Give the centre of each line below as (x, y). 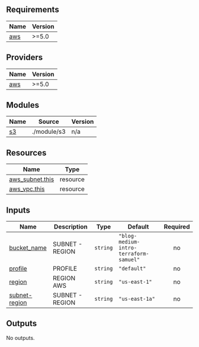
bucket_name (28, 248)
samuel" (129, 260)
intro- (128, 248)
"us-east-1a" (137, 299)
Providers (25, 58)
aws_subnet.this (32, 179)
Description (71, 227)
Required (177, 227)
